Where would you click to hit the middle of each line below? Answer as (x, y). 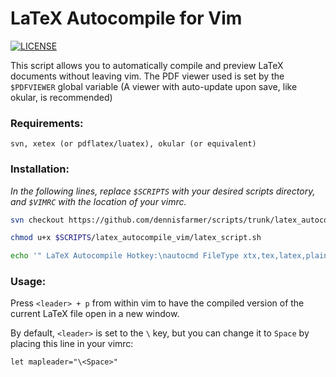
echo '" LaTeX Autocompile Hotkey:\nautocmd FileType (125, 256)
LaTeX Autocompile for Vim (126, 18)
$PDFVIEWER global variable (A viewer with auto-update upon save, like (154, 86)
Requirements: (47, 123)
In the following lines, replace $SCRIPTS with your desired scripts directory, (163, 191)
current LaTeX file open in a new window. (95, 314)
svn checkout (37, 220)
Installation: (40, 169)
